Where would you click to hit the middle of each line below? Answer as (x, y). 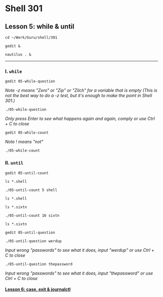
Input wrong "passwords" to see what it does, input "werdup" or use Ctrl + (80, 250)
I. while (14, 71)
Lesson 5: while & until (40, 26)
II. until (14, 163)
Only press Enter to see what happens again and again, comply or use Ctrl (80, 119)
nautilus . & (18, 54)
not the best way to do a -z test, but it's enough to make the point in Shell (79, 96)
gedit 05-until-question (30, 232)
